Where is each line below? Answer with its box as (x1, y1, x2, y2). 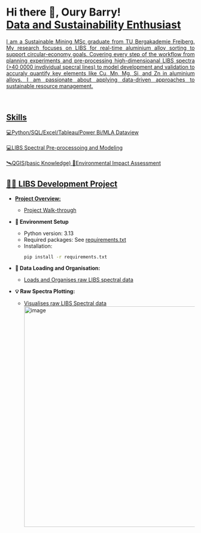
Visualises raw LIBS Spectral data (23, 300, 106, 307)
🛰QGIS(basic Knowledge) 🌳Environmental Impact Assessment (6, 159, 162, 166)
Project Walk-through (23, 206, 77, 214)
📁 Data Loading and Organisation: (14, 264, 100, 272)
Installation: (23, 242, 53, 249)
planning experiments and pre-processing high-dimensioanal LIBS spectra (6, 57, 195, 64)
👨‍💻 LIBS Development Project (6, 179, 118, 189)
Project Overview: (14, 194, 61, 202)
